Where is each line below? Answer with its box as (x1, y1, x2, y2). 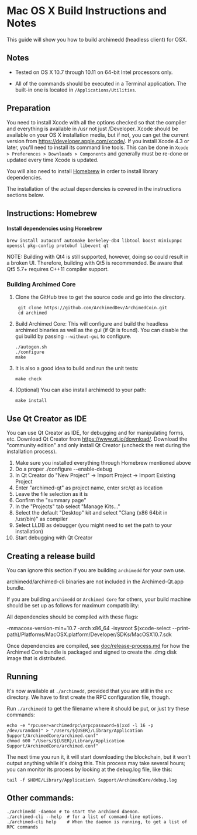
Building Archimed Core (6, 280, 76, 289)
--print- (172, 625, 191, 632)
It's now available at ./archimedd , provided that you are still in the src (6, 687, 173, 694)
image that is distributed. (6, 655, 67, 662)
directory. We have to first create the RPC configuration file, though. (6, 694, 171, 701)
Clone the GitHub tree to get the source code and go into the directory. (15, 293, 186, 300)
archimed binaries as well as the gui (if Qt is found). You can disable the (15, 327, 188, 334)
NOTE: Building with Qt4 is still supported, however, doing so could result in (6, 253, 189, 261)
